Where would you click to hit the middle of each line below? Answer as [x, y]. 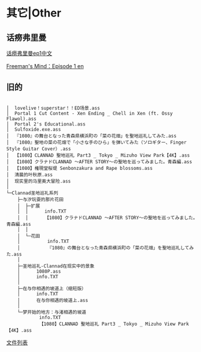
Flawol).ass [21, 119]
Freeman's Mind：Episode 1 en [45, 66]
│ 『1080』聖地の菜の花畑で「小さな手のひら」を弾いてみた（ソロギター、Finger [97, 142]
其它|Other [34, 13]
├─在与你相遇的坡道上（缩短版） [52, 288]
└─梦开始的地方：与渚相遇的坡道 [52, 312]
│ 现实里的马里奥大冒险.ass [39, 181]
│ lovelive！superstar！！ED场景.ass [53, 108]
